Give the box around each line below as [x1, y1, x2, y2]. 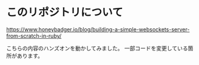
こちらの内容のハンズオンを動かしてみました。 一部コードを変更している [6, 45, 188, 52]
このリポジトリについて [6, 5, 123, 19]
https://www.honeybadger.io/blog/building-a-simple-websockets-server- [6, 25, 190, 33]
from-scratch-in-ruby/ [6, 32, 62, 39]
